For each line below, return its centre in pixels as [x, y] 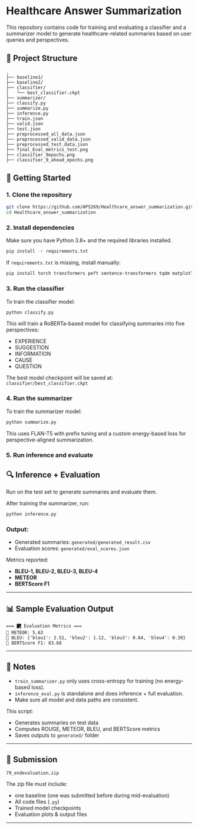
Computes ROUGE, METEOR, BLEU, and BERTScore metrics [88, 729]
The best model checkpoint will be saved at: [60, 378]
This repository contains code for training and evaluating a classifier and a [96, 27]
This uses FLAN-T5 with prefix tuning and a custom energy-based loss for [96, 433]
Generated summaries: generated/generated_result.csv [83, 542]
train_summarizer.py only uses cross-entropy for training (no [89, 681]
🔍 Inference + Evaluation [53, 475]
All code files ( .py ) [37, 801]
